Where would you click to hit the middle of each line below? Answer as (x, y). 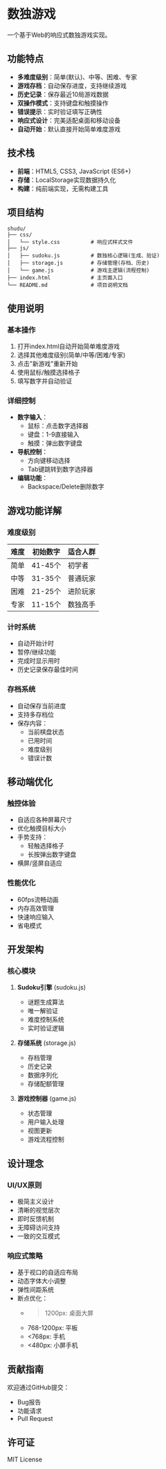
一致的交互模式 (38, 1236)
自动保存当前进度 (41, 705)
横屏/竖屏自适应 (39, 863)
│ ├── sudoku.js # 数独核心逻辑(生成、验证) (84, 256)
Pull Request (35, 1419)
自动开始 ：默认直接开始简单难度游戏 (69, 129)
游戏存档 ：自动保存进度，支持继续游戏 (72, 85)
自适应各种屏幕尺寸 (45, 820)
